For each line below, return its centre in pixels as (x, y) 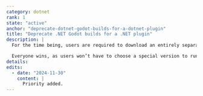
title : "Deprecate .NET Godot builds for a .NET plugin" (79, 34)
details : (17, 61)
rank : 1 (16, 17)
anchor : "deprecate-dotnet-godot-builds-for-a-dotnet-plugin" (86, 28)
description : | (25, 40)
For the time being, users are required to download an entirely (96, 46)
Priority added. (43, 84)
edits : (14, 67)
